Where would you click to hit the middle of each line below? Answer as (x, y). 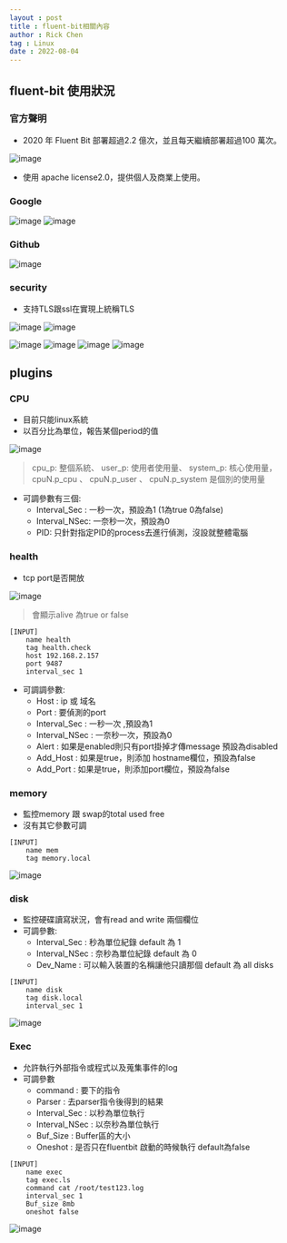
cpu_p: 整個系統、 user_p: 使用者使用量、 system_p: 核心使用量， (154, 468)
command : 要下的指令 (78, 1090)
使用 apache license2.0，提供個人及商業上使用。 (114, 177)
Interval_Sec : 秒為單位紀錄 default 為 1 (109, 942)
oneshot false (52, 1212)
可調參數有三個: (52, 498)
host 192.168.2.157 (63, 656)
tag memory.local (59, 858)
